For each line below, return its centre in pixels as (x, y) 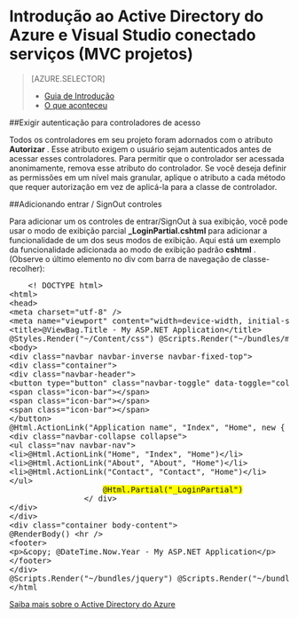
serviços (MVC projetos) (101, 54)
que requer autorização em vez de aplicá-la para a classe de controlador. (143, 186)
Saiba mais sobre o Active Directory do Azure (92, 604)
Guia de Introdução (79, 96)
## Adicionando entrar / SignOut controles (86, 204)
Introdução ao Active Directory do (137, 16)
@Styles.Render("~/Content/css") (82, 338)
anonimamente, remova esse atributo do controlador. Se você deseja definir (148, 168)
